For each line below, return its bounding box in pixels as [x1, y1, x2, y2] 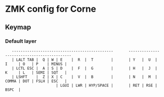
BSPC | [5, 87, 21, 92]
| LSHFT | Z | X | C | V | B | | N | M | [11, 74, 158, 79]
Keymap [5, 23, 31, 31]
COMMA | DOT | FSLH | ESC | [5, 78, 67, 84]
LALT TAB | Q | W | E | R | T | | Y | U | [16, 57, 158, 62]
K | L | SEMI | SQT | [5, 70, 67, 75]
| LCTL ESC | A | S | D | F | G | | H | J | [11, 66, 158, 71]
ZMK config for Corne [5, 3, 97, 15]
